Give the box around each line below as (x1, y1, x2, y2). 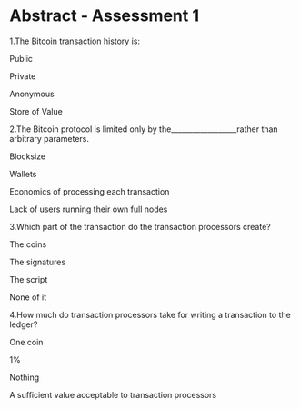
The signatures (9, 256, 66, 267)
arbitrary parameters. (9, 133, 89, 144)
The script (9, 274, 48, 284)
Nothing (9, 372, 40, 383)
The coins (9, 238, 47, 250)
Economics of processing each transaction (9, 185, 170, 196)
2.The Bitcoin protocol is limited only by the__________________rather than (9, 124, 279, 135)
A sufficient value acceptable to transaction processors (9, 389, 216, 400)
